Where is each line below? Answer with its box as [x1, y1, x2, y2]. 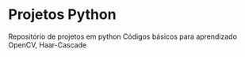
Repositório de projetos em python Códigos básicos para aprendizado [8, 32, 238, 41]
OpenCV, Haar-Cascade [8, 40, 87, 49]
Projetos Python [8, 6, 117, 24]
